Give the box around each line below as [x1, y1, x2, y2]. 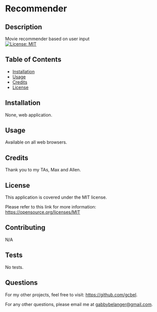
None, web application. [5, 112, 52, 118]
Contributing [5, 223, 46, 232]
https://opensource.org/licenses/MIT [5, 209, 80, 215]
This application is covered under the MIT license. [5, 194, 107, 201]
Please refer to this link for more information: [5, 204, 97, 210]
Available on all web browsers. [5, 139, 67, 145]
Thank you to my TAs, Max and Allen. [5, 167, 81, 173]
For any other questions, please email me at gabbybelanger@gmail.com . [5, 301, 153, 307]
